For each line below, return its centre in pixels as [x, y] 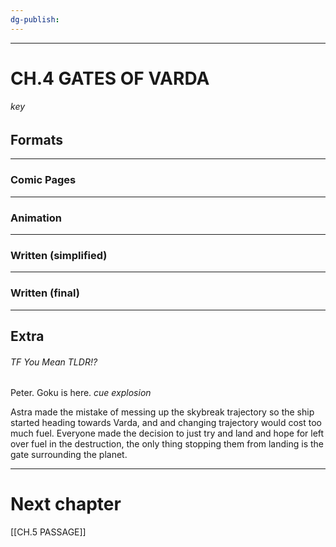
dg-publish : [35, 19]
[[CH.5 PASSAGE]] [48, 532]
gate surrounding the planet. [69, 455]
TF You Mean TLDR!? [54, 362]
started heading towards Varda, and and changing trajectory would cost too [166, 423]
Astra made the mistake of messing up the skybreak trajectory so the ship [162, 412]
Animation [36, 218]
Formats [36, 140]
